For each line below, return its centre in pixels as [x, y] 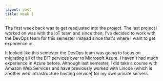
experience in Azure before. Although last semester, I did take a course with [81, 63]
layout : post [18, 9]
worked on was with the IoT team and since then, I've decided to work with [81, 33]
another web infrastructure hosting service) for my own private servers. [77, 73]
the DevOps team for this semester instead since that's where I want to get [80, 38]
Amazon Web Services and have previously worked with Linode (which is [79, 68]
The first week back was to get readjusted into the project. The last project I [81, 28]
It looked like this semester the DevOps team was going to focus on [73, 53]
